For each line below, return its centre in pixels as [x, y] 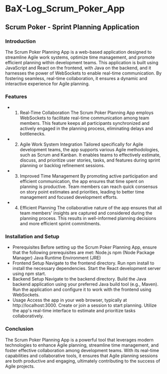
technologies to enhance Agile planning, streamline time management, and [82, 345]
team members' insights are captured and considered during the [86, 213]
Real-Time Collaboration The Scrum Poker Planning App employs [86, 113]
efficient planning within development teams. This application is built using [82, 62]
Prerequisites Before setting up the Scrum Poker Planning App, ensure [84, 247]
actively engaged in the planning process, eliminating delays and [86, 129]
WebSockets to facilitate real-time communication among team [84, 118]
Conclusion [19, 329]
